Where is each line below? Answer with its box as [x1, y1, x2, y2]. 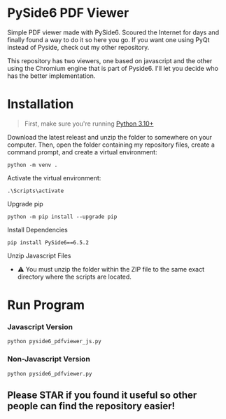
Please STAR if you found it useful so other [7, 390, 197, 401]
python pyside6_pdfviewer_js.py [7, 338, 101, 345]
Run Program [7, 297, 85, 313]
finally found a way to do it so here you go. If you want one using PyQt [7, 35, 210, 44]
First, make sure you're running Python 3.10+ [24, 119, 154, 128]
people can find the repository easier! [7, 400, 176, 412]
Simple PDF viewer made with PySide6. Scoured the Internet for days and [7, 28, 220, 36]
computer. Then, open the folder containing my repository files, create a [7, 140, 216, 149]
